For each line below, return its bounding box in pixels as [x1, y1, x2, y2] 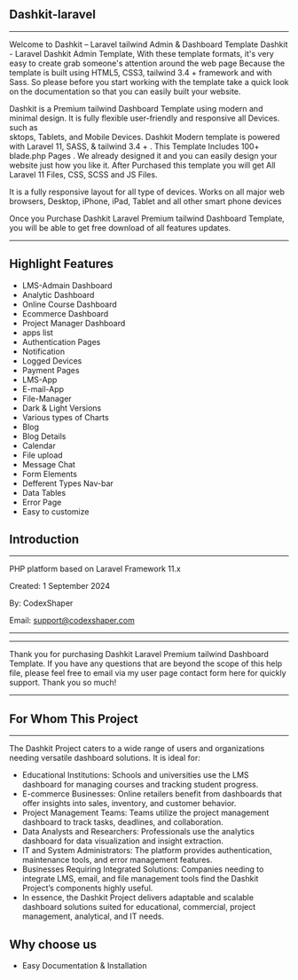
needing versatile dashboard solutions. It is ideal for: [9, 753, 201, 764]
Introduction [9, 532, 80, 547]
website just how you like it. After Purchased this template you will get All [9, 160, 276, 170]
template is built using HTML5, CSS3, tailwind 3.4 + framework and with [9, 67, 272, 78]
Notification [21, 346, 65, 357]
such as [9, 122, 38, 132]
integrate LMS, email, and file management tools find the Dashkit [21, 874, 259, 884]
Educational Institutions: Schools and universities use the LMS [21, 770, 250, 780]
